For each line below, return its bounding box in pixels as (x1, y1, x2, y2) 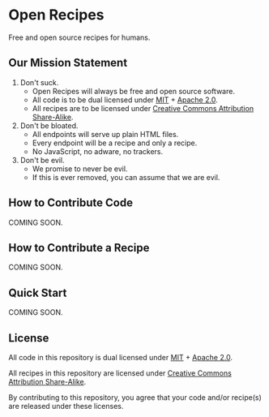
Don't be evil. (19, 155, 65, 165)
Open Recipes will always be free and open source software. (32, 86, 235, 96)
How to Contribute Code (8, 196, 134, 210)
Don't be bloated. (19, 120, 79, 131)
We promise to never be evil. (32, 164, 128, 174)
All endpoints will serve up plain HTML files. (32, 129, 179, 139)
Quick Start (8, 286, 67, 299)
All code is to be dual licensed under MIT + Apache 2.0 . (32, 95, 218, 105)
